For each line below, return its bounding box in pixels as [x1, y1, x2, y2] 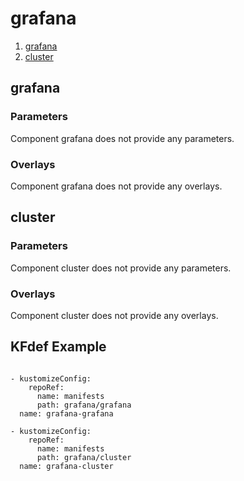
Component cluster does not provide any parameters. [10, 262, 232, 274]
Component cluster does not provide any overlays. [10, 309, 219, 321]
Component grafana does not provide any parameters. [10, 132, 235, 144]
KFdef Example [10, 338, 107, 356]
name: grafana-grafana [19, 408, 114, 419]
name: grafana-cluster [19, 461, 114, 471]
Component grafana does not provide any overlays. [10, 180, 223, 192]
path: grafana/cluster [36, 452, 132, 462]
